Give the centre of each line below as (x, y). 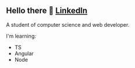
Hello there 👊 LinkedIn (47, 11)
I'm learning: (21, 36)
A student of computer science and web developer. (68, 24)
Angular (24, 53)
